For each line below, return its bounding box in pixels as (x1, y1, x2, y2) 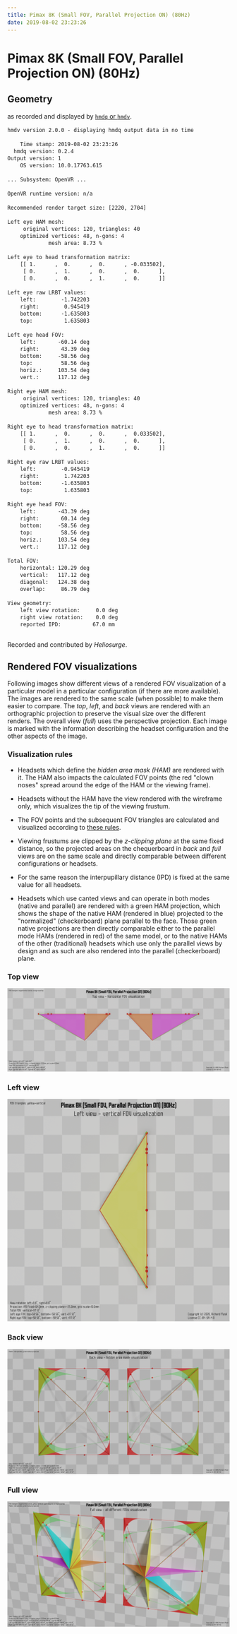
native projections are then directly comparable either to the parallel (17, 924, 215, 932)
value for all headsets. (17, 880, 83, 889)
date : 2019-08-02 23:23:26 (7, 18, 87, 26)
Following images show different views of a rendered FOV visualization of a (7, 679, 226, 688)
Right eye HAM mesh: (7, 388, 68, 395)
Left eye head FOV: (7, 331, 65, 338)
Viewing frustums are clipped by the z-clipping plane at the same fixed (17, 837, 224, 845)
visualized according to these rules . (17, 823, 121, 831)
